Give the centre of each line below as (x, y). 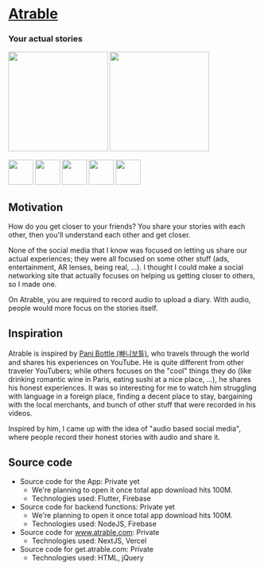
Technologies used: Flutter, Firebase (91, 498)
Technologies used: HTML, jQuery (88, 557)
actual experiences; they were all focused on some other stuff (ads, (119, 259)
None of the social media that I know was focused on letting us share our (128, 250)
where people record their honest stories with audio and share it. (114, 437)
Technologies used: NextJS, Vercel (89, 541)
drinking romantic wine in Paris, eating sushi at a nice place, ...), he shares (130, 379)
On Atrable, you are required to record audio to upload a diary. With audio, (130, 300)
